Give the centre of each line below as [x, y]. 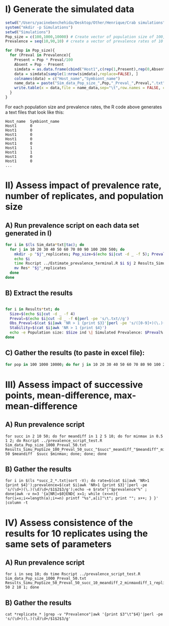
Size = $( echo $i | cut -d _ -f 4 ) [43, 314]
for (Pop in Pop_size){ [30, 51]
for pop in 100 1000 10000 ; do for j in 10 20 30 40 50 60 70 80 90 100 [83, 364]
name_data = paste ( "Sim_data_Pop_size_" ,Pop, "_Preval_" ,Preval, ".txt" [90, 83]
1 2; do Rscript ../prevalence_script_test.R [54, 441]
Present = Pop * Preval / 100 [44, 60]
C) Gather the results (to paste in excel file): [75, 353]
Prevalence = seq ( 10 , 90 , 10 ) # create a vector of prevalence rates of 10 [84, 41]
